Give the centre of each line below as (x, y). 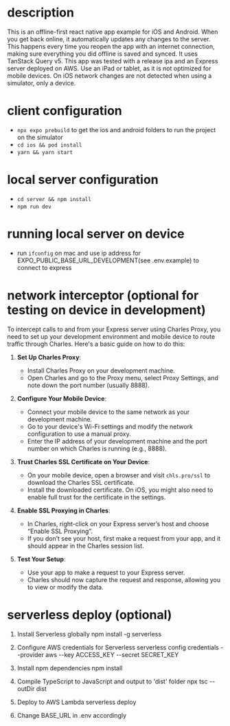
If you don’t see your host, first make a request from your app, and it (124, 538)
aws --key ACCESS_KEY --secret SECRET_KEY (112, 654)
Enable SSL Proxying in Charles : (64, 510)
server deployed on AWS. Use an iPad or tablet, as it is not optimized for (109, 68)
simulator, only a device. (42, 83)
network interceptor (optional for (103, 295)
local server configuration (83, 180)
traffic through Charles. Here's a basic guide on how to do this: (96, 344)
